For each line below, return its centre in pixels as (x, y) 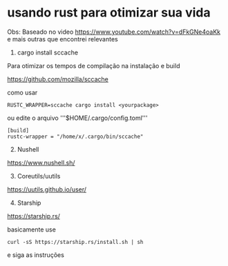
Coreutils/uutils (39, 176)
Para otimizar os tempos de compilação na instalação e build (94, 65)
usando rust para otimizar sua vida (109, 13)
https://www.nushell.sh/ (41, 163)
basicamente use (32, 229)
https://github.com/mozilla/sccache (58, 79)
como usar (22, 92)
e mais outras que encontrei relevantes (63, 39)
